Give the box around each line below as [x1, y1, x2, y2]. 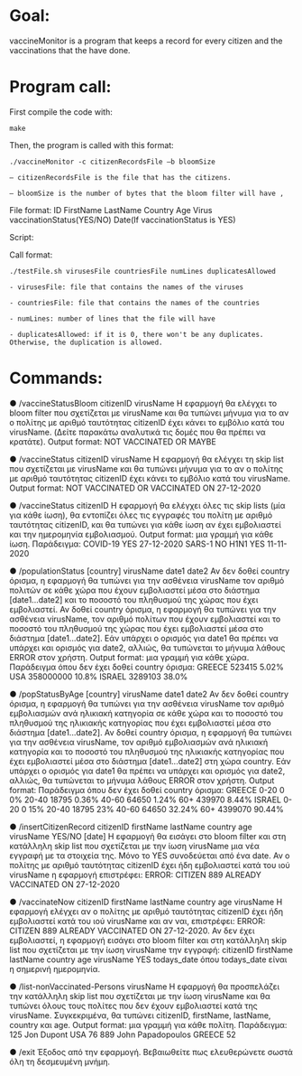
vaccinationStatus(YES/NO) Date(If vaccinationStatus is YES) [9, 214, 236, 225]
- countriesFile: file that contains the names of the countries [9, 298, 260, 307]
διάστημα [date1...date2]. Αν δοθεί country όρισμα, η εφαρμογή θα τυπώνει [9, 726, 292, 737]
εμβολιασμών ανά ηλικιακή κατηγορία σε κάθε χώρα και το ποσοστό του [9, 707, 284, 718]
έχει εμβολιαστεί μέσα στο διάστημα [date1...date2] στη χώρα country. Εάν [9, 755, 291, 766]
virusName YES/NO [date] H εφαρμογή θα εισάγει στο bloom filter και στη [9, 830, 287, 841]
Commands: [9, 368, 104, 388]
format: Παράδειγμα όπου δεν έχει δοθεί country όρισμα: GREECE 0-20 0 [9, 784, 285, 795]
